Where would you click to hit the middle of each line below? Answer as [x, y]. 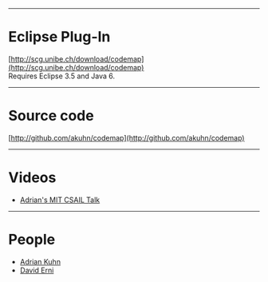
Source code [51, 116]
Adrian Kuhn [40, 261]
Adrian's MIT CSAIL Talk [60, 200]
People [32, 240]
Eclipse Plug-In [59, 37]
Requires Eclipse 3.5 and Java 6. [62, 76]
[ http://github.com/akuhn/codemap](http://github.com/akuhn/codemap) [126, 137]
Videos [32, 178]
